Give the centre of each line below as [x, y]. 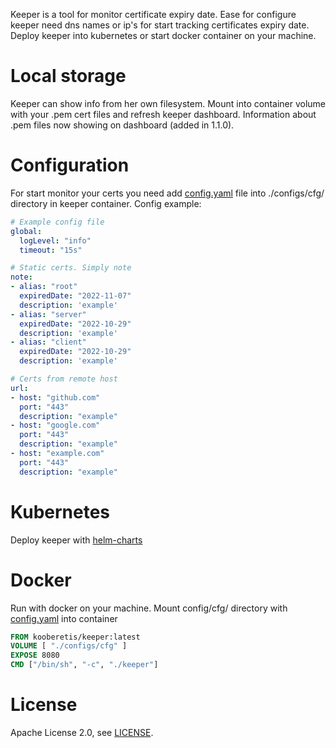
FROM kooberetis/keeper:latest [75, 637]
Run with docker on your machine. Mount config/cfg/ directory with [149, 608]
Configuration [70, 165]
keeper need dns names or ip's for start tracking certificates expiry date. [160, 25]
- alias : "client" [48, 342]
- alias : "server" [48, 314]
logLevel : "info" [55, 240]
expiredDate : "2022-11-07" [75, 296]
